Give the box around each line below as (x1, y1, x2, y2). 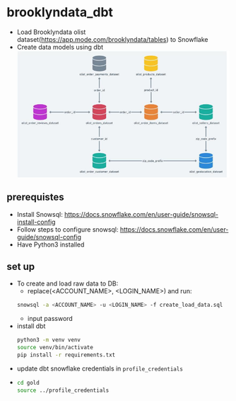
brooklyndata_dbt (6, 4, 114, 21)
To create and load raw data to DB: (16, 279, 119, 288)
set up (6, 260, 35, 273)
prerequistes (6, 191, 64, 203)
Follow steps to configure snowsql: (16, 225, 119, 234)
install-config (16, 218, 56, 226)
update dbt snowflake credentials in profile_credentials (16, 364, 183, 373)
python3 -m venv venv (16, 337, 81, 344)
